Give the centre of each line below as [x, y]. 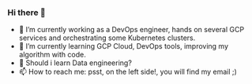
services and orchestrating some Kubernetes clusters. [107, 38]
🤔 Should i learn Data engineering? [75, 63]
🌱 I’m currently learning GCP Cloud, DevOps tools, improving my [124, 46]
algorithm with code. [52, 55]
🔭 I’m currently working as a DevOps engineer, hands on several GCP [132, 30]
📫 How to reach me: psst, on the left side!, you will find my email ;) [128, 72]
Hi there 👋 [27, 13]
